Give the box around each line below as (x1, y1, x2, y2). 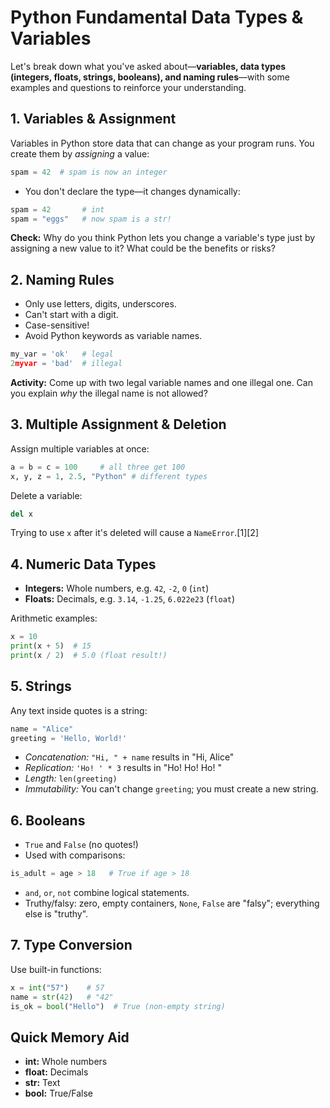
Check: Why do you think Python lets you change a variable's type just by (10, 232, 316, 244)
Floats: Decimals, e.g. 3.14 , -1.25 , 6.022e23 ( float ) (24, 593, 236, 605)
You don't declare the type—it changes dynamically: (24, 185, 241, 197)
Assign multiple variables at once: (10, 442, 150, 455)
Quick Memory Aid (10, 1029, 130, 1046)
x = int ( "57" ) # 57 (10, 982, 105, 993)
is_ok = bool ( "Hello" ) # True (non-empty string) (10, 1001, 226, 1011)
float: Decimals (24, 1066, 89, 1078)
